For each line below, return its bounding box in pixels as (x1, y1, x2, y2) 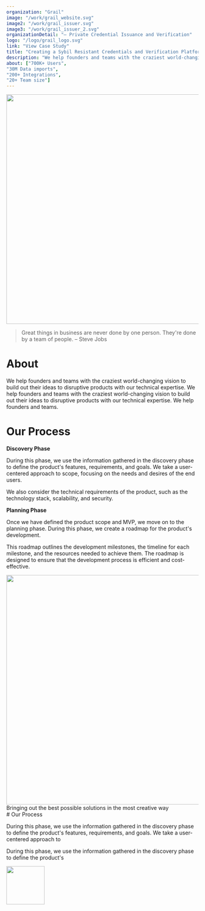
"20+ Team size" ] (6, 77, 51, 83)
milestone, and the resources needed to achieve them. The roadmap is (6, 550, 184, 557)
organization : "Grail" (6, 9, 64, 15)
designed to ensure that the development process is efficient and (6, 557, 171, 563)
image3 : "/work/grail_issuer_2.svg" (6, 26, 99, 32)
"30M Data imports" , (6, 66, 59, 72)
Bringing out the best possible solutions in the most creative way (6, 804, 169, 811)
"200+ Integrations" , (6, 72, 62, 78)
